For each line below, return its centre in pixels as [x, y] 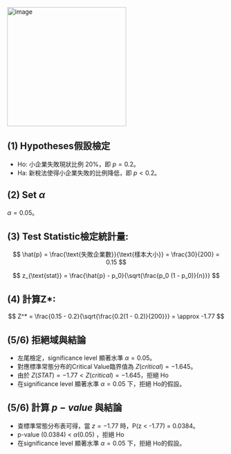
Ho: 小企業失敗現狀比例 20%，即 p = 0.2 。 [78, 164]
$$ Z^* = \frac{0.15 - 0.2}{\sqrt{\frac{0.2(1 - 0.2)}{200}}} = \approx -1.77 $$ [116, 316]
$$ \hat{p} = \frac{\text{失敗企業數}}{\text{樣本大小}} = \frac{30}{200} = [116, 254]
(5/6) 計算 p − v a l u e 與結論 [65, 408]
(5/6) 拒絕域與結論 [47, 340]
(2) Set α [26, 195]
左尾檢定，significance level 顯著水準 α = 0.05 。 [86, 358]
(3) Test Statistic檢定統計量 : [68, 237]
